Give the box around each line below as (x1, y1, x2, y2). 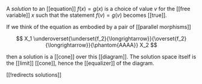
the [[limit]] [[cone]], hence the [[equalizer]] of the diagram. (6, 60, 155, 66)
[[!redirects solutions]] (6, 71, 62, 78)
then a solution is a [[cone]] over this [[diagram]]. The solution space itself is (6, 53, 197, 60)
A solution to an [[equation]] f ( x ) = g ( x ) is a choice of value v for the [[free (6, 5, 191, 12)
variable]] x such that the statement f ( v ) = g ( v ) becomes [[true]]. (6, 11, 167, 19)
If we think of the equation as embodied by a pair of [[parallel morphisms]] (6, 24, 191, 30)
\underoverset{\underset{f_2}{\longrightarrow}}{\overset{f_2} (33, 35, 187, 42)
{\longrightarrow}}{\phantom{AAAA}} (45, 42, 139, 48)
